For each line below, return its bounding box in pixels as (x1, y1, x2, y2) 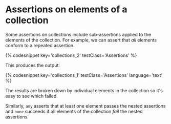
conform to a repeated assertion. (5, 42, 75, 48)
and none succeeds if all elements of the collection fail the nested (5, 108, 143, 114)
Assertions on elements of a (5, 4, 127, 15)
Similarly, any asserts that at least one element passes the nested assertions (5, 102, 166, 109)
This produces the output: (5, 62, 60, 68)
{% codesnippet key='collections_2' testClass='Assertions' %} (5, 52, 137, 58)
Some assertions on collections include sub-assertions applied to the (5, 31, 152, 37)
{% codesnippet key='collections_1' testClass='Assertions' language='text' (5, 72, 163, 78)
